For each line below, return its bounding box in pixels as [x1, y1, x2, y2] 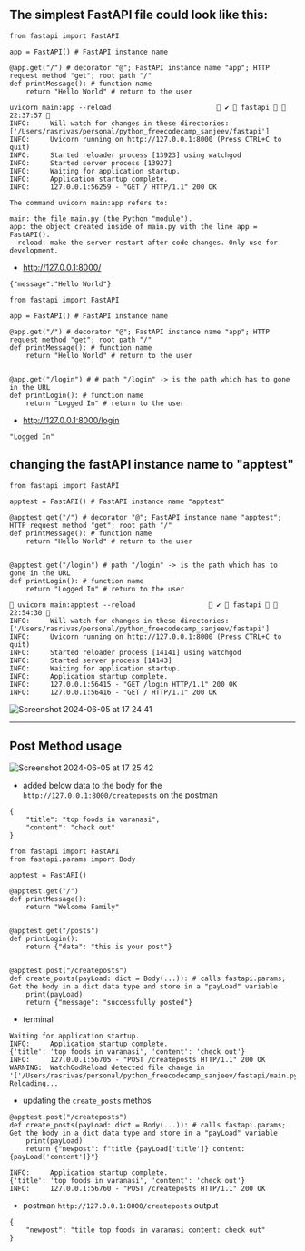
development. [9, 245, 59, 255]
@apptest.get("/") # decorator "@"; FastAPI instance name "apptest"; [9, 512, 282, 521]
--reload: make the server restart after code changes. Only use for [9, 238, 279, 247]
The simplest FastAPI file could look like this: [9, 7, 268, 23]
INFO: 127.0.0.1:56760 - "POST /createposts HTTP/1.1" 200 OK [9, 1185, 266, 1194]
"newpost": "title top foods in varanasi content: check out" [25, 1226, 266, 1235]
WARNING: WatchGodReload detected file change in [9, 1063, 205, 1073]
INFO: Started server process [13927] [9, 158, 172, 167]
